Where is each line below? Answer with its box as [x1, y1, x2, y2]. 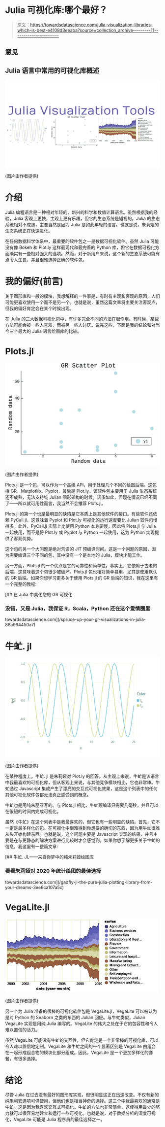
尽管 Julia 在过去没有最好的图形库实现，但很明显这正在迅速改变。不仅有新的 [5, 1092, 159, 1098]
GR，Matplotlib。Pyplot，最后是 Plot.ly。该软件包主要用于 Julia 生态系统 [10, 488, 157, 494]
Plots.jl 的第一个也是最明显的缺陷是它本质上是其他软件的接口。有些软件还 [5, 511, 153, 517]
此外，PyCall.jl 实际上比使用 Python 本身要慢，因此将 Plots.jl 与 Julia [18, 523, 156, 529]
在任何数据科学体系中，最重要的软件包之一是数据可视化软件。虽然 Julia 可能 [5, 238, 159, 244]
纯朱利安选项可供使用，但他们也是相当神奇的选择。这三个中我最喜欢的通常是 [5, 1098, 160, 1104]
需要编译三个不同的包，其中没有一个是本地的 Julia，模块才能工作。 [9, 552, 145, 558]
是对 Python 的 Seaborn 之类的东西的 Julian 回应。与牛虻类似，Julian [5, 1014, 146, 1020]
